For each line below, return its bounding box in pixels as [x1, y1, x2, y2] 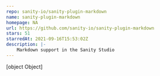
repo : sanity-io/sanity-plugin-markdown [6, 8, 107, 15]
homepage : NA [6, 19, 38, 25]
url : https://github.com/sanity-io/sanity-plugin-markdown [6, 25, 155, 31]
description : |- [6, 42, 46, 48]
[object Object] [6, 63, 43, 70]
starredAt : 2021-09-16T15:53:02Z [6, 36, 89, 42]
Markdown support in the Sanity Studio [17, 47, 115, 53]
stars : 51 [6, 31, 31, 37]
